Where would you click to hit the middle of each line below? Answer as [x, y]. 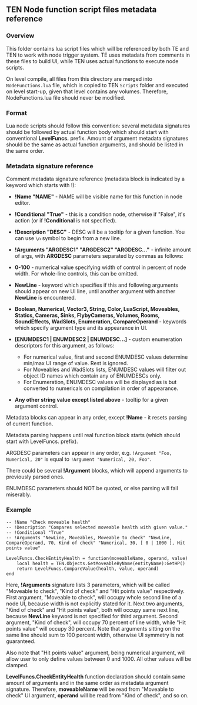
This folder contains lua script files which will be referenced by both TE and [98, 48]
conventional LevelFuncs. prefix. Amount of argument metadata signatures [97, 138]
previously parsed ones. [35, 477]
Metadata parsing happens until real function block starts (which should [93, 435]
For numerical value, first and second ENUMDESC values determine [106, 357]
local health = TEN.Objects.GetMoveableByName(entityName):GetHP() [101, 563]
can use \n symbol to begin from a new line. [68, 238]
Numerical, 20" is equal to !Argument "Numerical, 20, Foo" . [79, 459]
